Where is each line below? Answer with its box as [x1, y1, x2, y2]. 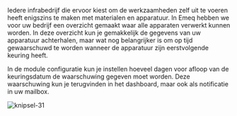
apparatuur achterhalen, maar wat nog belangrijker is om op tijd [7, 36, 193, 45]
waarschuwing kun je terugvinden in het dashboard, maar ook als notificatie [7, 80, 229, 88]
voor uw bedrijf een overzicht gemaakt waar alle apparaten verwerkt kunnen [7, 21, 231, 29]
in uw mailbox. [7, 88, 50, 95]
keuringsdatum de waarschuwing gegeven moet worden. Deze [7, 72, 190, 81]
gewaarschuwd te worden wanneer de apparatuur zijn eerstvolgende [7, 44, 209, 52]
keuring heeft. [7, 51, 48, 59]
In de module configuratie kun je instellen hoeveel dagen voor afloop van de [7, 65, 229, 73]
